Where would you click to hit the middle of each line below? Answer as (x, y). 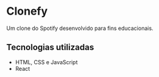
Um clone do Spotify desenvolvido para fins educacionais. (80, 28)
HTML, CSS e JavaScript (46, 62)
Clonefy (27, 11)
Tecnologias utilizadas (50, 47)
